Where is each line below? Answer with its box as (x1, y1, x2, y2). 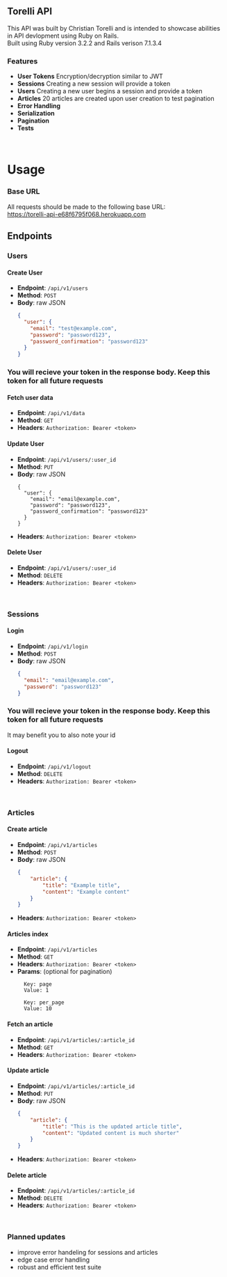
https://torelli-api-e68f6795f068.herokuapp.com (7, 210, 146, 218)
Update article (7, 1066, 50, 1075)
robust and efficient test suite (17, 1262, 102, 1271)
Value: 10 (24, 1005, 52, 1012)
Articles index (7, 929, 49, 938)
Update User (7, 439, 44, 448)
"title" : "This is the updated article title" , (42, 1123, 183, 1130)
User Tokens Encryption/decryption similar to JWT (17, 72, 163, 81)
